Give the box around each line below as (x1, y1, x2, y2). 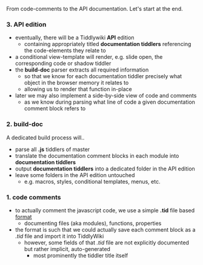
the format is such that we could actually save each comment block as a (15, 226, 196, 233)
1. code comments (6, 193, 61, 201)
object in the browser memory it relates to (24, 79, 129, 87)
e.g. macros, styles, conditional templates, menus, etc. (24, 178, 161, 185)
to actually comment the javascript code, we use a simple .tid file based (15, 206, 195, 214)
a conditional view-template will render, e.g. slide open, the (15, 53, 163, 61)
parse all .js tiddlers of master (15, 146, 90, 153)
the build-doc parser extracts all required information (15, 66, 149, 73)
